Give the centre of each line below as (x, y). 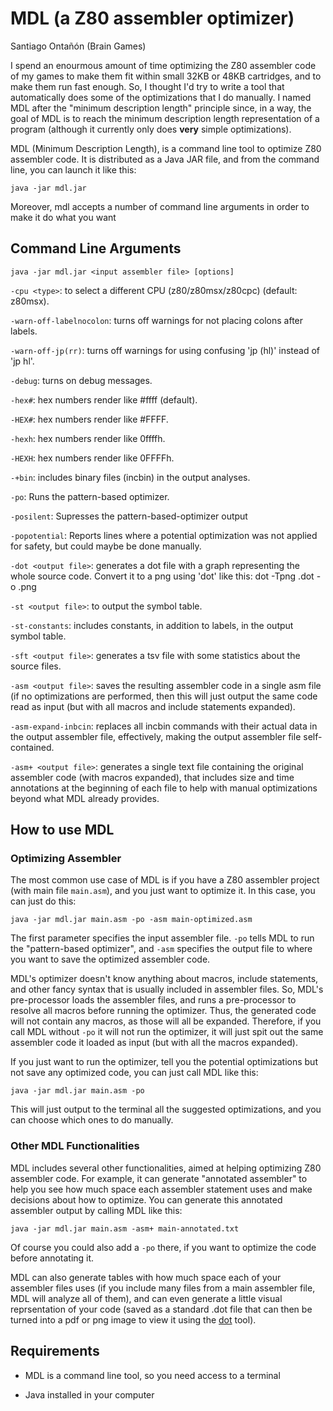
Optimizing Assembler (66, 859)
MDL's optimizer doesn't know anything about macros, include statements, (164, 979)
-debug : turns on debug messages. (81, 380)
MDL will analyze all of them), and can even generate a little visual (146, 1298)
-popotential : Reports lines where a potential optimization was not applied (164, 535)
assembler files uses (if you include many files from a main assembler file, (163, 1288)
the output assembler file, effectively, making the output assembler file (156, 736)
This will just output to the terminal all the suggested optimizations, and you (166, 1109)
